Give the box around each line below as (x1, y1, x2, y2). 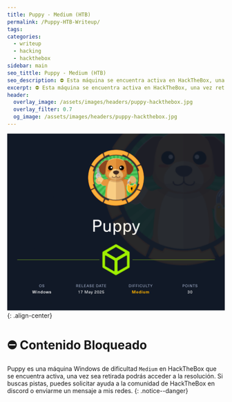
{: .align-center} (7, 311, 53, 320)
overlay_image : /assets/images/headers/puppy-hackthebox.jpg (13, 99, 193, 106)
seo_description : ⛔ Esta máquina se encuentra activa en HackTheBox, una (7, 77, 225, 84)
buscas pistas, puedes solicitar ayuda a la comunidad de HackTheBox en (7, 379, 215, 387)
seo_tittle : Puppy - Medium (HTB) (7, 69, 107, 76)
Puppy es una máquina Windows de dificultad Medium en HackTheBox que (7, 365, 217, 373)
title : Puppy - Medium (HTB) (7, 11, 91, 18)
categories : (7, 33, 41, 40)
